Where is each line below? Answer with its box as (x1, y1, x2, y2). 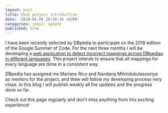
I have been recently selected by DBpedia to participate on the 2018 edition (5, 40, 161, 46)
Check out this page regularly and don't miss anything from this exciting (5, 96, 154, 103)
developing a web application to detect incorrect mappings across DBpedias (5, 51, 163, 57)
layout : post (5, 7, 33, 13)
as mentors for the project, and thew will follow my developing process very (5, 76, 162, 82)
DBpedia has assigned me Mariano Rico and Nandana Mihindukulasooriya (5, 71, 158, 77)
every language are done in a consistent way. (5, 61, 99, 67)
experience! (5, 102, 30, 108)
